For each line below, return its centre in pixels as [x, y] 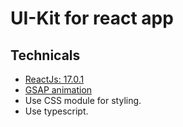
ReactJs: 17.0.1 [54, 79]
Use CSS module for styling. [83, 100]
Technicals [45, 55]
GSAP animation [58, 90]
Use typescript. [56, 111]
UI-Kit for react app [92, 18]
